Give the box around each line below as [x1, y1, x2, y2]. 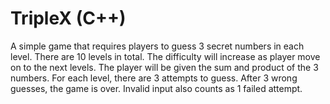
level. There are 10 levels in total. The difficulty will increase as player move [10, 50, 321, 62]
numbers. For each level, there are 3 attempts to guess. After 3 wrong [10, 72, 298, 84]
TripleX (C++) [10, 7, 127, 30]
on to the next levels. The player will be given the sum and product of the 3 [10, 61, 319, 73]
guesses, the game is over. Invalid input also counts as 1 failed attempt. [10, 82, 303, 94]
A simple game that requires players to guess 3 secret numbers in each [10, 40, 305, 52]
